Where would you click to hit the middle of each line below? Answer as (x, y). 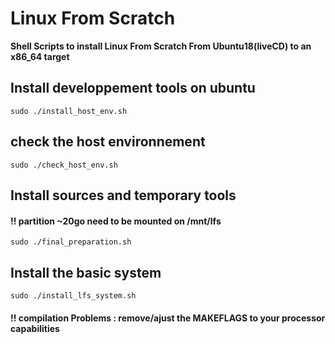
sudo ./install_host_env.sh (69, 111)
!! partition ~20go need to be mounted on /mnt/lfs (116, 221)
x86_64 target (40, 56)
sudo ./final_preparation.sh (71, 242)
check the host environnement (108, 142)
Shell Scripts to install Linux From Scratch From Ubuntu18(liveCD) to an (161, 46)
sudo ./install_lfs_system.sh (73, 295)
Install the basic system (86, 272)
